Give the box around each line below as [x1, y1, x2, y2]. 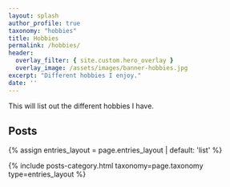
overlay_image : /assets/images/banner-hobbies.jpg [15, 64, 188, 72]
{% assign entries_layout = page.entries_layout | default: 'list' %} [8, 145, 223, 155]
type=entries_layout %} [8, 169, 87, 179]
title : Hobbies [8, 34, 59, 43]
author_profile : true [8, 19, 81, 27]
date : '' [8, 79, 38, 87]
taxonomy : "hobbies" [8, 26, 78, 35]
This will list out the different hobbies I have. [8, 101, 155, 111]
